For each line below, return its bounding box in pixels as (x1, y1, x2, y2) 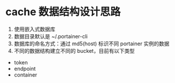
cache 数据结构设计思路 (5, 5, 121, 19)
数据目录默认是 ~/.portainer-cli (13, 33, 88, 39)
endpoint (13, 65, 36, 72)
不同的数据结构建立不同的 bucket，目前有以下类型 (13, 47, 135, 54)
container (13, 71, 37, 78)
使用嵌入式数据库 (13, 26, 56, 33)
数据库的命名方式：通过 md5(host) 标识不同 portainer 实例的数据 (13, 40, 170, 47)
